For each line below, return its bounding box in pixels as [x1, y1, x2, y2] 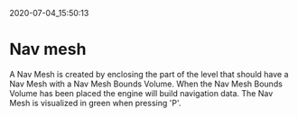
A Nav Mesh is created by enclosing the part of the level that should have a [9, 68, 289, 79]
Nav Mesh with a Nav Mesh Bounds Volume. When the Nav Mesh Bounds [9, 78, 283, 89]
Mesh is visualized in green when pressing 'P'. [9, 97, 182, 108]
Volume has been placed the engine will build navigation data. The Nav [9, 87, 274, 98]
